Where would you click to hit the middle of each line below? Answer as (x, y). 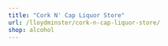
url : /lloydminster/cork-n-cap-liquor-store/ (84, 23)
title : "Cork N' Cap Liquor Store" (67, 15)
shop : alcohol (32, 30)
